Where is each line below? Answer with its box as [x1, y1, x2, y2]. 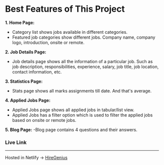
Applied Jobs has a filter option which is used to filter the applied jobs [12, 112, 153, 118]
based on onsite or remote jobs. [12, 117, 77, 123]
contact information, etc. [12, 69, 62, 74]
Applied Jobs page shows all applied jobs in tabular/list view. [12, 107, 135, 113]
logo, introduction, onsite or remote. [12, 39, 84, 45]
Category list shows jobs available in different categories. [12, 29, 128, 35]
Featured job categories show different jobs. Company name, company [12, 34, 155, 40]
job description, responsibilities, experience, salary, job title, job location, [12, 64, 159, 70]
